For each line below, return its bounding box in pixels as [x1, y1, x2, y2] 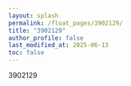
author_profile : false [8, 33, 84, 42]
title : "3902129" [8, 26, 66, 34]
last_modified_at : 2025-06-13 [8, 41, 109, 49]
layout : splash [8, 11, 59, 20]
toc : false [8, 49, 45, 57]
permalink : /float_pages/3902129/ [8, 19, 124, 27]
